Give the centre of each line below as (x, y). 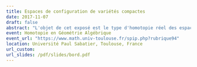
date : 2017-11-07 (27, 17)
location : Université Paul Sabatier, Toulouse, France (74, 44)
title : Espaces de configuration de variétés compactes (76, 11)
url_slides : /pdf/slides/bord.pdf (48, 55)
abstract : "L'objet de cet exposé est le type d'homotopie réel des (91, 28)
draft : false (22, 22)
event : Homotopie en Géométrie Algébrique (59, 33)
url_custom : (21, 50)
